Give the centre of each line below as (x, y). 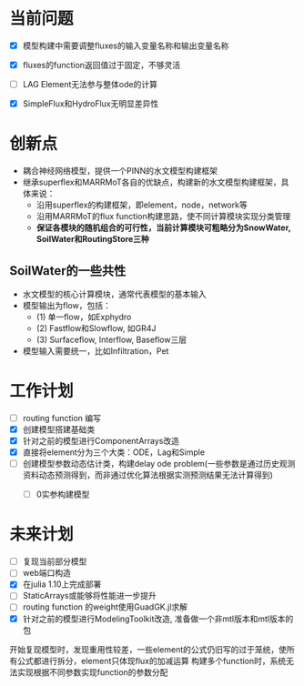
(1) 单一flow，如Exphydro (84, 317)
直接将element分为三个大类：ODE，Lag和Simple (114, 452)
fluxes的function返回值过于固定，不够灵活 (101, 65)
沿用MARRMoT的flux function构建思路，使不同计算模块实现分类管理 (163, 217)
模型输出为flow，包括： (66, 305)
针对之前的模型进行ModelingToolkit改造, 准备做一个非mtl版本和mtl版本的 (158, 619)
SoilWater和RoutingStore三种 (93, 239)
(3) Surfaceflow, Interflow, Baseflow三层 (111, 339)
